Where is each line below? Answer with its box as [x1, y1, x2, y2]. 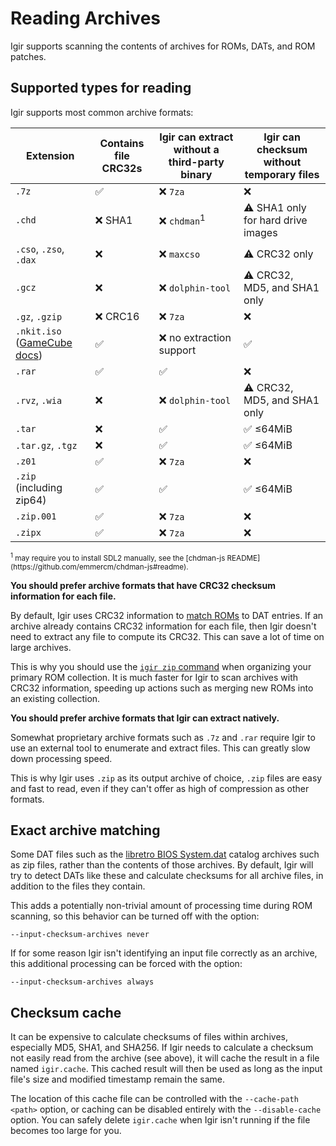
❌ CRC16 [94, 309, 140, 323]
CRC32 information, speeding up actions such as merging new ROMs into [10, 682, 314, 694]
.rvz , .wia [15, 393, 63, 407]
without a [173, 142, 220, 156]
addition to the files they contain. [10, 880, 146, 892]
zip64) [15, 493, 47, 507]
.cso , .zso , [15, 242, 65, 256]
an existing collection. [10, 692, 101, 704]
